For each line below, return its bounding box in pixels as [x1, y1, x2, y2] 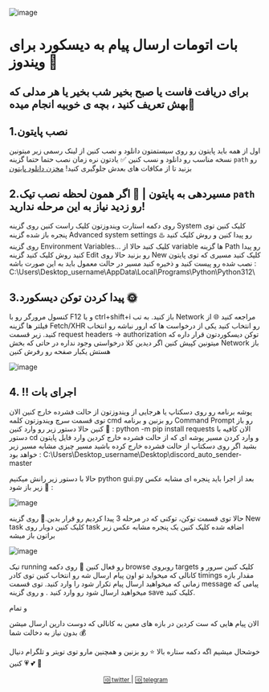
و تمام [9, 603, 27, 612]
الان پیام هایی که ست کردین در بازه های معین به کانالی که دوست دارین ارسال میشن [9, 618, 259, 628]
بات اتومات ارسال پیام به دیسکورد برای [9, 36, 238, 54]
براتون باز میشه [9, 530, 55, 540]
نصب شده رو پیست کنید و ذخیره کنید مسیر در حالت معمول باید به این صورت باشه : [9, 258, 257, 269]
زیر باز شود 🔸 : [9, 482, 54, 492]
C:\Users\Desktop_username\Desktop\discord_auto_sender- [43, 449, 243, 459]
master [9, 458, 33, 468]
